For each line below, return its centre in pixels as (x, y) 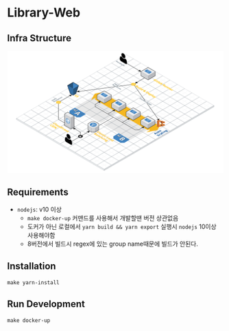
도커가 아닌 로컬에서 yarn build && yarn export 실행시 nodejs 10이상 (122, 227)
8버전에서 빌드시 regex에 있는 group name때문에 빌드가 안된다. (113, 244)
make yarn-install (33, 283)
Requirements (38, 192)
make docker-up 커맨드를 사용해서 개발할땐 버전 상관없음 (103, 218)
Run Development (46, 304)
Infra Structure (39, 38)
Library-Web (44, 13)
